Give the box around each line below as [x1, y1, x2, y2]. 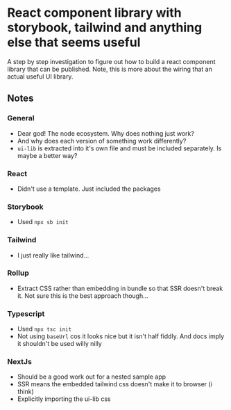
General [7, 113, 35, 123]
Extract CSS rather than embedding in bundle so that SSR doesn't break [17, 284, 223, 292]
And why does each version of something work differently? [17, 136, 187, 145]
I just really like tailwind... [17, 251, 89, 259]
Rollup [7, 268, 29, 278]
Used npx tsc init [17, 325, 72, 333]
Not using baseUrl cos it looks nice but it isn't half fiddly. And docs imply [17, 332, 225, 340]
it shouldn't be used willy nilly [17, 340, 102, 348]
